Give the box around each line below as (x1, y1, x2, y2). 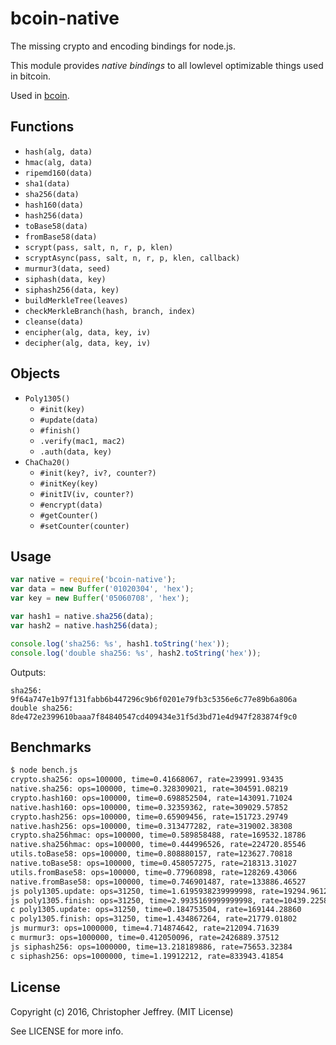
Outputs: (10, 666, 47, 678)
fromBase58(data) (24, 232, 98, 242)
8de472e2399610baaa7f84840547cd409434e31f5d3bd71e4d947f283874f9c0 (10, 712, 298, 722)
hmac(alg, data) (24, 157, 93, 167)
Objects (10, 365, 61, 382)
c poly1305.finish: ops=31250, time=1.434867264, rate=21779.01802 (10, 914, 298, 924)
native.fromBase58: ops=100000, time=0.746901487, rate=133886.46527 (10, 877, 307, 887)
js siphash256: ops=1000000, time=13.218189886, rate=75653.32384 (10, 942, 293, 952)
